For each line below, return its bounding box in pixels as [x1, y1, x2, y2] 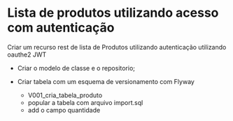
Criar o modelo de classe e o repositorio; [17, 64, 135, 72]
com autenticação [7, 20, 115, 36]
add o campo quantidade [27, 106, 101, 114]
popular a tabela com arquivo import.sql [27, 98, 143, 106]
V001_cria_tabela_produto [27, 91, 103, 99]
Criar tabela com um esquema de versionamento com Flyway [17, 77, 195, 85]
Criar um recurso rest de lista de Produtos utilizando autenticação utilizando [7, 43, 227, 51]
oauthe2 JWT [7, 50, 47, 59]
